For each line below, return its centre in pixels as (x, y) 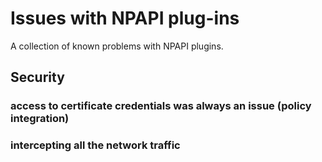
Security (37, 77)
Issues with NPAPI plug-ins (125, 18)
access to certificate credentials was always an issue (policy (161, 106)
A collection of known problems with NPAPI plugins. (117, 46)
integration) (40, 119)
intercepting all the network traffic (95, 145)
